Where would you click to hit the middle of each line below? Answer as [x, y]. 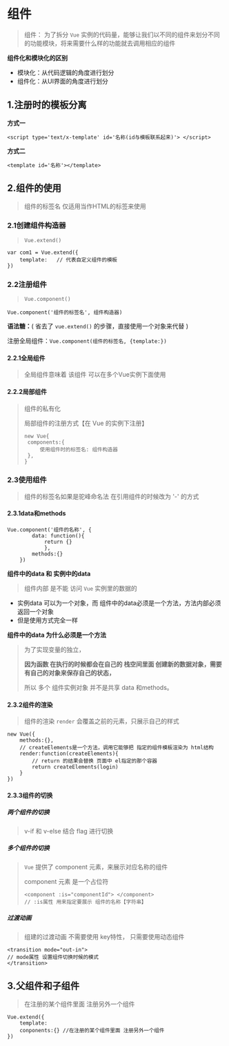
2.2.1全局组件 [26, 358]
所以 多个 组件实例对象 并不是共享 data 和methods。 [99, 688]
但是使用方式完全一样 [47, 620]
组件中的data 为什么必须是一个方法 [57, 635]
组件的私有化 [42, 408]
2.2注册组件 [27, 284]
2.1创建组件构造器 [37, 226]
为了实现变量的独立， [54, 650]
